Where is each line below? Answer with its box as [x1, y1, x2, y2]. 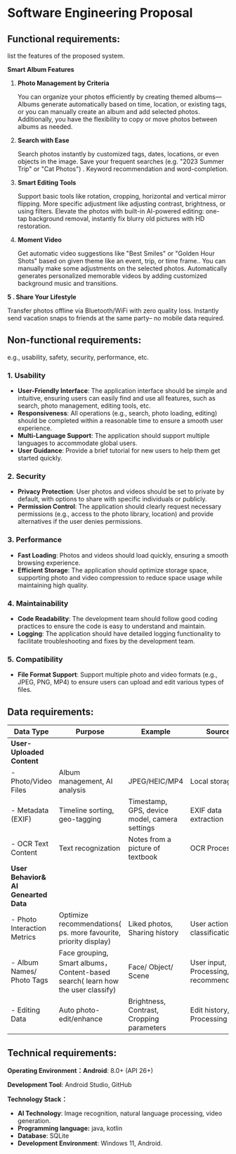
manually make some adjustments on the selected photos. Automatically [17, 264, 228, 272]
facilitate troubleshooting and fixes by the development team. [17, 637, 195, 645]
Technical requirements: [7, 1047, 117, 1059]
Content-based [58, 967, 111, 977]
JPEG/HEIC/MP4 [128, 777, 184, 786]
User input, [190, 958, 227, 967]
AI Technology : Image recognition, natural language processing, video [17, 1109, 223, 1117]
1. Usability [7, 370, 46, 380]
